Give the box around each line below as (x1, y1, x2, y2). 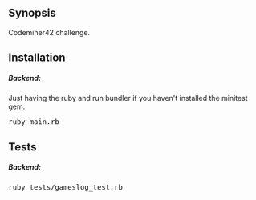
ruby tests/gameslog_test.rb (8, 182, 123, 191)
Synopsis (8, 6, 56, 20)
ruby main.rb (8, 118, 60, 126)
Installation (8, 51, 66, 65)
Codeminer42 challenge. (8, 27, 91, 37)
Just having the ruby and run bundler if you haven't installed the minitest (8, 94, 248, 103)
